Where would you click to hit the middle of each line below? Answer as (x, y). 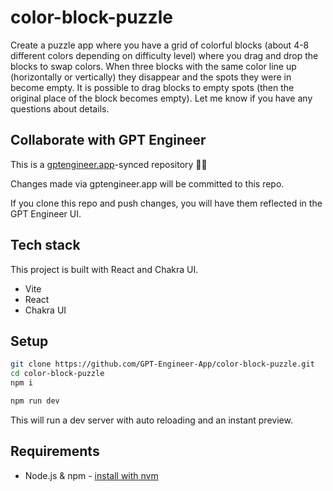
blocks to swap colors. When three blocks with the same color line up (153, 66)
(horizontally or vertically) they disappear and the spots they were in (151, 77)
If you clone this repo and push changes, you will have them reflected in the (166, 203)
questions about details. (60, 108)
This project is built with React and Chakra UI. (104, 269)
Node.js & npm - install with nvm (91, 475)
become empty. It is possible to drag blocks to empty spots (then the (152, 87)
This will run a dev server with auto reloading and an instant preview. (151, 420)
